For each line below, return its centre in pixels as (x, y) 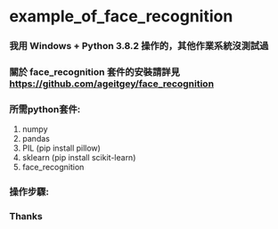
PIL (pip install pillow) (61, 148)
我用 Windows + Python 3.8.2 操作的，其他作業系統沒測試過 (139, 46)
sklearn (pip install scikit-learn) (79, 158)
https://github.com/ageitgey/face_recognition (112, 84)
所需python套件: (45, 109)
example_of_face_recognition (121, 16)
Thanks (26, 217)
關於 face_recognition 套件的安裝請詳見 (95, 72)
